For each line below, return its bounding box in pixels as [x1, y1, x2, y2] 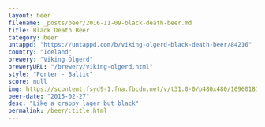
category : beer [8, 33, 58, 42]
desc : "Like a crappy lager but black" [8, 99, 140, 107]
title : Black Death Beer [8, 26, 90, 34]
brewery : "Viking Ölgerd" [8, 56, 93, 64]
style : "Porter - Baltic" [8, 70, 93, 78]
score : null [8, 77, 47, 85]
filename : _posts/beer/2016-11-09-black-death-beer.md [8, 19, 192, 27]
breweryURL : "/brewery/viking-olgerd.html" [8, 63, 154, 71]
